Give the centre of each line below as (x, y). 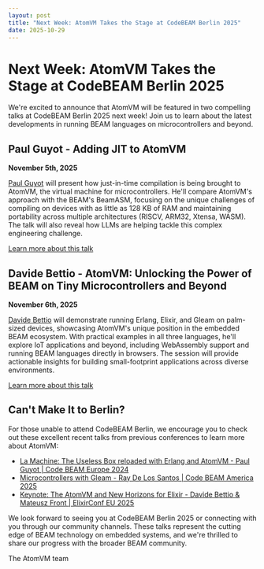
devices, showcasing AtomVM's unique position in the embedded (134, 328)
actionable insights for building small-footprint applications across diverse (128, 361)
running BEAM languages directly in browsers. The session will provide (123, 353)
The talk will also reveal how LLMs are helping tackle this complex (115, 225)
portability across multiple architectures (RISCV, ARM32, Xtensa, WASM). (127, 216)
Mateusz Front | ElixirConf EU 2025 (77, 502)
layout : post (30, 15)
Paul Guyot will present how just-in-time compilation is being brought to (125, 183)
